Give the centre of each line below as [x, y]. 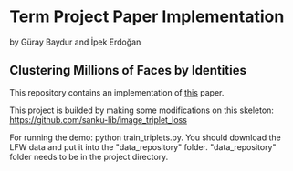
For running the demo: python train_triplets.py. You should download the [145, 137]
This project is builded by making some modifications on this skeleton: [141, 110]
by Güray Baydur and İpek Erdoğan [75, 42]
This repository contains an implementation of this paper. [117, 92]
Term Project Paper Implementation [147, 17]
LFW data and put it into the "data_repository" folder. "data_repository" [143, 146]
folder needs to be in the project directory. [89, 156]
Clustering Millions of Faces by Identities [128, 70]
